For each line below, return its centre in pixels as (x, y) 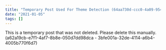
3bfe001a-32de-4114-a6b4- (126, 38)
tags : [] (14, 19)
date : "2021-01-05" (25, 14)
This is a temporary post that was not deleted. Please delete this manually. (81, 33)
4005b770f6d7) (21, 43)
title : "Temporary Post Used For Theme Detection (57, 10)
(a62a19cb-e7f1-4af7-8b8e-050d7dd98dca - (51, 38)
